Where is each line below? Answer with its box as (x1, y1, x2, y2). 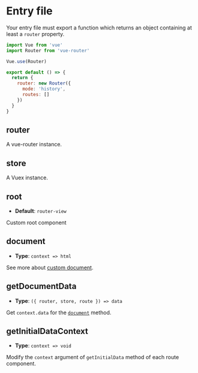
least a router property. (6, 30, 65, 37)
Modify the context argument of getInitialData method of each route (6, 354, 179, 361)
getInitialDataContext (6, 326, 89, 336)
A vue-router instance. (6, 141, 62, 148)
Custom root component (6, 219, 67, 226)
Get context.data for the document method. (6, 309, 112, 316)
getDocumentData (6, 281, 77, 291)
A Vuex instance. (6, 174, 48, 181)
